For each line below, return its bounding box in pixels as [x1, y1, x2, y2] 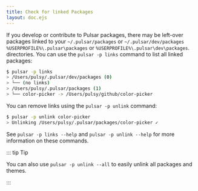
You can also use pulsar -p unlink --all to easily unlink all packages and [6, 160, 193, 167]
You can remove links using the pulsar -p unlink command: [6, 102, 157, 109]
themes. [6, 167, 27, 174]
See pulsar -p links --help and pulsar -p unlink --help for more [6, 130, 175, 138]
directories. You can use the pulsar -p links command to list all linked [6, 50, 183, 58]
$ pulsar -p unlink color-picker [6, 113, 91, 120]
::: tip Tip [6, 149, 28, 156]
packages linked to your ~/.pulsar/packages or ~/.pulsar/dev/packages [6, 38, 185, 45]
